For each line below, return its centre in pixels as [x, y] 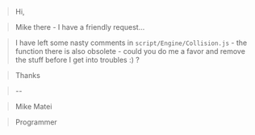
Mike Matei [33, 106]
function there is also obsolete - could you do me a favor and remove [130, 51]
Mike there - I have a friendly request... [80, 27]
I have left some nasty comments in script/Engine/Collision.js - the [131, 43]
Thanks [28, 75]
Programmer [36, 122]
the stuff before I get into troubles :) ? [77, 60]
